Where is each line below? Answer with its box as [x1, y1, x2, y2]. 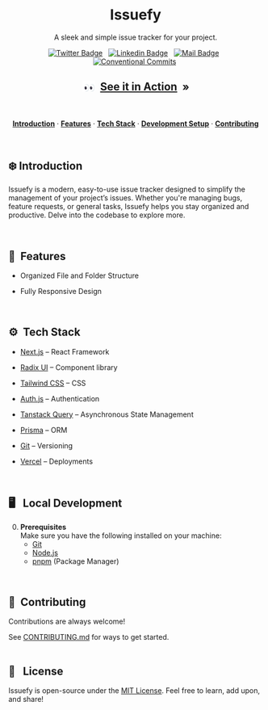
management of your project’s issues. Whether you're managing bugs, [8, 193, 243, 203]
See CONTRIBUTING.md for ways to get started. [8, 632, 170, 642]
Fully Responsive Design [19, 286, 103, 296]
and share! [8, 695, 44, 704]
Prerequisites [19, 522, 67, 531]
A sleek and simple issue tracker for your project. [53, 32, 218, 42]
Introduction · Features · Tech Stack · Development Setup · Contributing [12, 119, 259, 128]
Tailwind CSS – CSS [19, 378, 86, 388]
